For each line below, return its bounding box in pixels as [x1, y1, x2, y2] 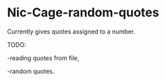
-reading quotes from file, [7, 53, 80, 62]
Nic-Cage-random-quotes [7, 5, 159, 20]
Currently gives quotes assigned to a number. [7, 27, 135, 36]
